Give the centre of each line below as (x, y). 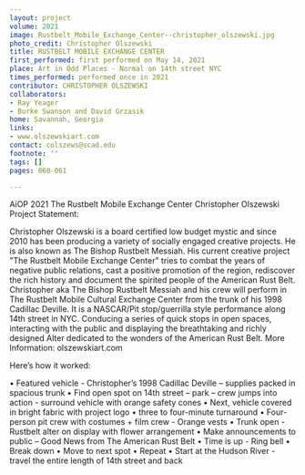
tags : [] (26, 162)
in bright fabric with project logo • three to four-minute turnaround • (137, 412)
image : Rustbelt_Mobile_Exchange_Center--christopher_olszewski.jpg (142, 35)
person (23, 422)
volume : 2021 (34, 26)
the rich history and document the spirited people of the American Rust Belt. (152, 280)
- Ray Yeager (34, 103)
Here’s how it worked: (50, 366)
